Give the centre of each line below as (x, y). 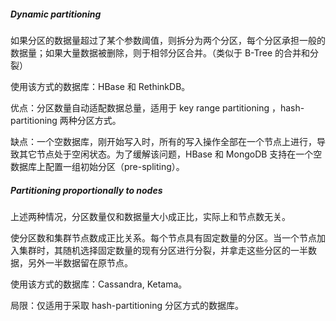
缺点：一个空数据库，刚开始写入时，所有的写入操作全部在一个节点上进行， (163, 141)
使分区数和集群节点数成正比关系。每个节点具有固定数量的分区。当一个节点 (163, 237)
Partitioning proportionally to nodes (86, 190)
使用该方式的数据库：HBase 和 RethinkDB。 (100, 86)
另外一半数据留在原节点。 (80, 262)
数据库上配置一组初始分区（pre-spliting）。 (97, 166)
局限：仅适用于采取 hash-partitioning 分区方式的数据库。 (127, 305)
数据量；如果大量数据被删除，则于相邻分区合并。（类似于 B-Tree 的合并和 (160, 52)
